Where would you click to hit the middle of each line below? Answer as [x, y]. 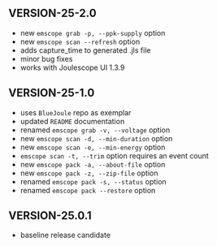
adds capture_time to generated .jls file [85, 50]
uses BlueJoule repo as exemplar [76, 112]
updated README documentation [72, 121]
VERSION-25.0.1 [50, 216]
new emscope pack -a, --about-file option [93, 164]
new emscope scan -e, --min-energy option [93, 147]
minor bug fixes [46, 58]
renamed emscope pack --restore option [88, 190]
